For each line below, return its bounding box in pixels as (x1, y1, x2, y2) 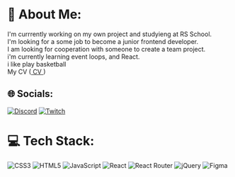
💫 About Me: (7, 6, 82, 23)
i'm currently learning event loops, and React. (7, 52, 140, 61)
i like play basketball (7, 59, 67, 68)
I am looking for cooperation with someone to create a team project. (7, 45, 206, 53)
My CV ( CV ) (7, 67, 46, 76)
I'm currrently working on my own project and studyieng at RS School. (7, 30, 212, 38)
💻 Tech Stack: (7, 132, 95, 149)
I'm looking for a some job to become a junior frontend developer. (7, 37, 199, 45)
